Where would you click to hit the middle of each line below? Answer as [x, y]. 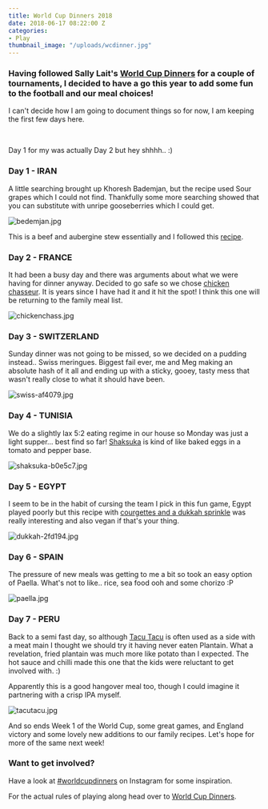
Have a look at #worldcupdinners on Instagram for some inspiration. [120, 780]
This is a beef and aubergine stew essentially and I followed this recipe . [126, 236]
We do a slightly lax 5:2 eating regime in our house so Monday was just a [128, 433]
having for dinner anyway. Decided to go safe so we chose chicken [119, 283]
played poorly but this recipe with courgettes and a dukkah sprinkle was [127, 512]
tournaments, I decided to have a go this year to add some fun [131, 83]
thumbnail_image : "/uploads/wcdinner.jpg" [80, 46]
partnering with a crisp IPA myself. [65, 695]
